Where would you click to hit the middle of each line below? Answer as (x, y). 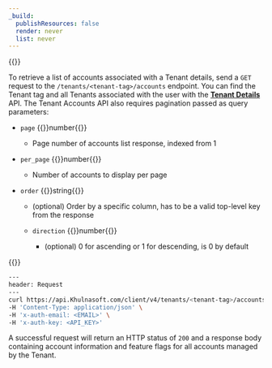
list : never (36, 39)
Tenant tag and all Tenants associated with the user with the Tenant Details (134, 95)
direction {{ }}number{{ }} (74, 231)
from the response (63, 215)
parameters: (29, 112)
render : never (39, 31)
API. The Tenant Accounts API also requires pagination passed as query (128, 103)
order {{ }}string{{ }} (52, 191)
